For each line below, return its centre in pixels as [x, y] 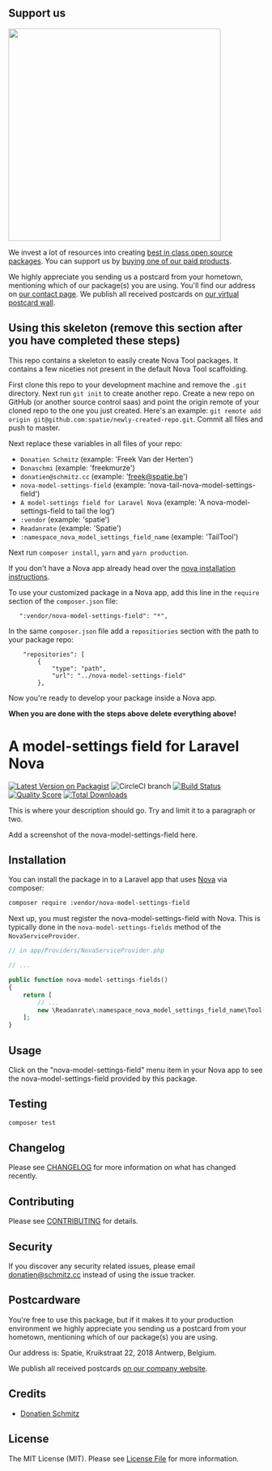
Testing [28, 1104]
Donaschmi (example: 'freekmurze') [77, 467]
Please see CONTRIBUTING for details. [74, 1221]
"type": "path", [79, 668]
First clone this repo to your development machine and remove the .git [127, 384]
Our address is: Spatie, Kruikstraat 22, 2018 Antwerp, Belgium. [113, 1353]
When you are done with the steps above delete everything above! [123, 714]
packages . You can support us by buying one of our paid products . [120, 261]
